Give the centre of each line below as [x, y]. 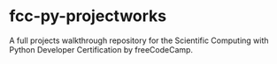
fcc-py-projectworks [88, 16]
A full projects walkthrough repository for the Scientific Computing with [139, 40]
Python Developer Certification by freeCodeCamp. [101, 49]
